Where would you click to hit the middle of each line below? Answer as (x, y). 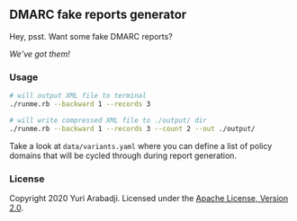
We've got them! (40, 54)
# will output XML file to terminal (78, 96)
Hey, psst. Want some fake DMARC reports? (91, 36)
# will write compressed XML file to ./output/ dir (108, 120)
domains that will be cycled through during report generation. (123, 155)
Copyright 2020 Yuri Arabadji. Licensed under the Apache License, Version (149, 198)
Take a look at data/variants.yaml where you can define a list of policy (141, 146)
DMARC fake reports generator (98, 15)
